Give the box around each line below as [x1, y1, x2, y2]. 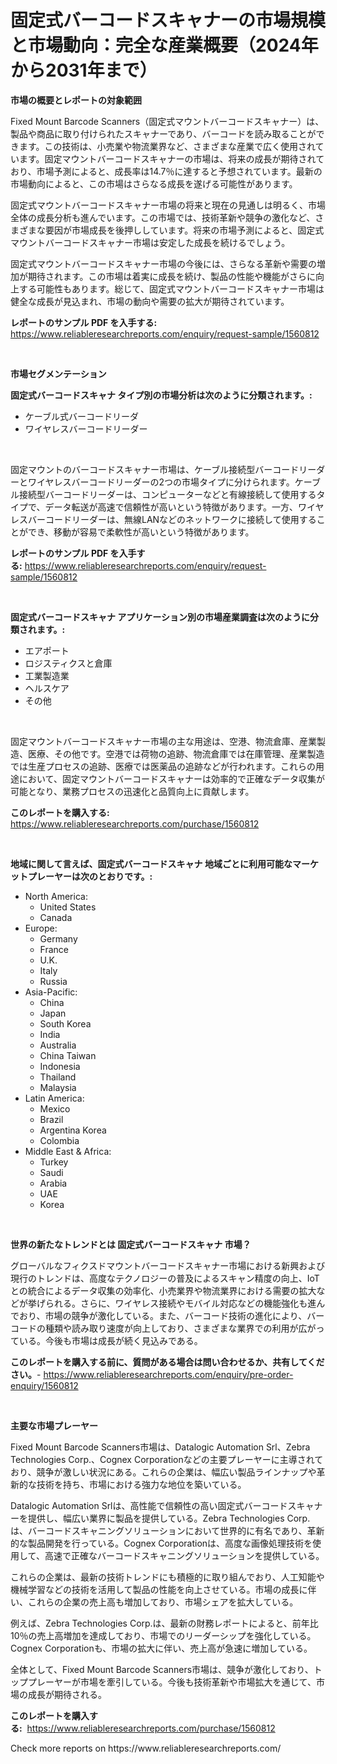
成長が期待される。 [27, 1688, 107, 1700]
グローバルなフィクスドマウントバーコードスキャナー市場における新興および [10, 1259, 326, 1271]
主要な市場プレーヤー [10, 1419, 98, 1431]
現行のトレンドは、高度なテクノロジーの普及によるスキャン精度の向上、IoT [10, 1272, 320, 1284]
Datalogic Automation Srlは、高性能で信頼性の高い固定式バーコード [10, 1499, 288, 1511]
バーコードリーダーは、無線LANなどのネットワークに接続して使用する [27, 513, 317, 525]
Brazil [39, 1113, 64, 1125]
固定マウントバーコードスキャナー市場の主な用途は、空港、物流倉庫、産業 [10, 735, 317, 747]
